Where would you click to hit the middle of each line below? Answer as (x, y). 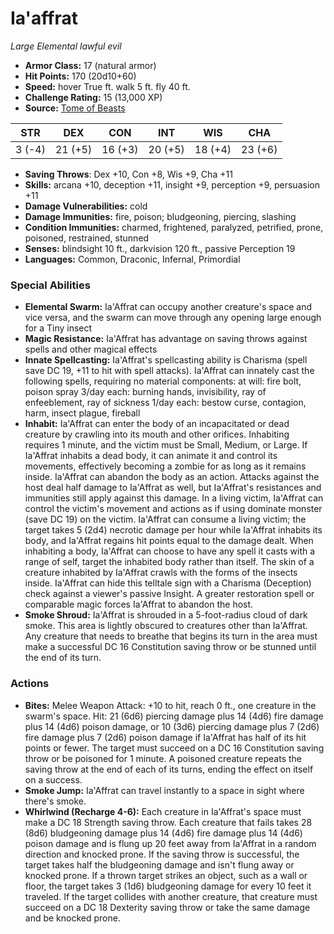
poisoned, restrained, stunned (87, 238)
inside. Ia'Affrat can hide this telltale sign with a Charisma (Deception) (168, 583)
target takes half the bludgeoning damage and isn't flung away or (159, 864)
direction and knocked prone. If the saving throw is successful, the (162, 854)
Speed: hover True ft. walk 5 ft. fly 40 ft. (107, 86)
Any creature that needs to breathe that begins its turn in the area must (171, 636)
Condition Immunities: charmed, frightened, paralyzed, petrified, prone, (174, 227)
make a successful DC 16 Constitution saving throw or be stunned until (170, 647)
